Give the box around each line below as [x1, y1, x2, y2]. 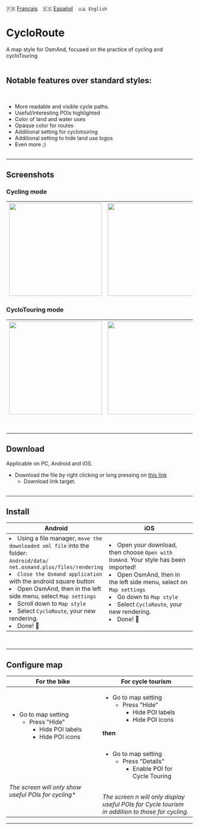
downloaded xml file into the [9, 541, 90, 550]
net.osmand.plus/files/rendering [9, 564, 104, 571]
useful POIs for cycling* [9, 791, 76, 799]
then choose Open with [108, 549, 173, 557]
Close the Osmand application [17, 571, 102, 578]
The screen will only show [9, 783, 82, 791]
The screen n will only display [102, 793, 185, 801]
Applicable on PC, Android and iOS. [6, 460, 93, 467]
